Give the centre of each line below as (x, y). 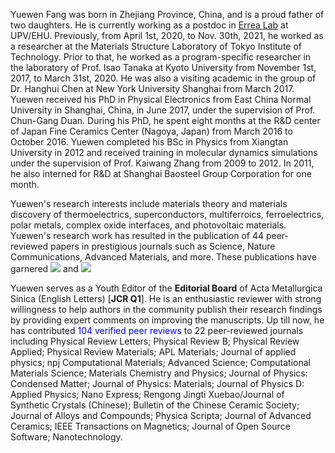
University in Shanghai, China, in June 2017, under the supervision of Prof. (163, 110)
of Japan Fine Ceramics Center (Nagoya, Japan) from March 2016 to (151, 131)
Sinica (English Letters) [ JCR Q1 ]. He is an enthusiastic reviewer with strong (166, 298)
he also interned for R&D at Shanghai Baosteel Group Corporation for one (161, 173)
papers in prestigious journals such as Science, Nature (162, 246)
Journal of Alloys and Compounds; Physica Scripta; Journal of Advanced (161, 415)
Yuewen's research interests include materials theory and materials (149, 203)
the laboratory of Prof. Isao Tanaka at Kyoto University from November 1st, (163, 67)
